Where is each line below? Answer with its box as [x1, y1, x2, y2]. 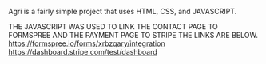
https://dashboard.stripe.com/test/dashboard [8, 47, 157, 56]
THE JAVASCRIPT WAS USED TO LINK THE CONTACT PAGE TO [8, 22, 218, 31]
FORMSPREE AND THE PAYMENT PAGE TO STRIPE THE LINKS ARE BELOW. [8, 31, 258, 40]
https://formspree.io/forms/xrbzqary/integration [8, 39, 165, 48]
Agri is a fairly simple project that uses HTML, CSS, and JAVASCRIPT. [8, 7, 237, 16]
